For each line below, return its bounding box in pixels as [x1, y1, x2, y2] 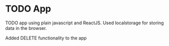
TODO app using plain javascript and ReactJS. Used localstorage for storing [5, 20, 164, 26]
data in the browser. [5, 25, 47, 31]
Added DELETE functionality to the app [5, 35, 87, 41]
